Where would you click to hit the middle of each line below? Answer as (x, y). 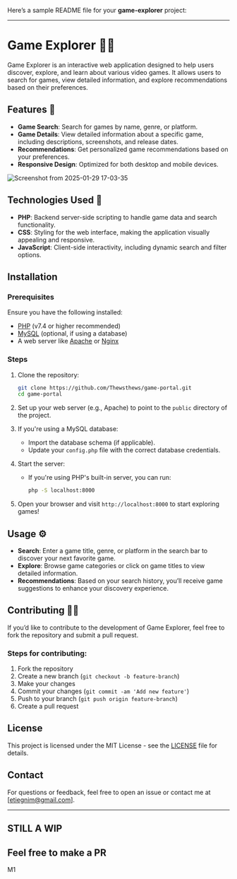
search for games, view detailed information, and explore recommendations (117, 80)
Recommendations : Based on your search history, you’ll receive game (120, 580)
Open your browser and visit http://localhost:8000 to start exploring (119, 504)
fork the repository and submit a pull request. (73, 635)
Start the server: (41, 464)
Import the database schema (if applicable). (91, 443)
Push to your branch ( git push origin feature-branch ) (98, 699)
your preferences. (44, 157)
